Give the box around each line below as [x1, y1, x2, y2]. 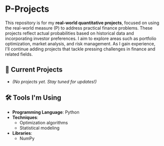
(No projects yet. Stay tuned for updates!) [12, 78, 97, 84]
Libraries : [12, 130, 32, 136]
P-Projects [5, 3, 50, 15]
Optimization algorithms [19, 119, 68, 125]
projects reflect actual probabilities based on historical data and [5, 30, 134, 36]
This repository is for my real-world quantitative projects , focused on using [5, 20, 160, 26]
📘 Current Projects [5, 66, 63, 74]
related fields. [5, 51, 33, 57]
